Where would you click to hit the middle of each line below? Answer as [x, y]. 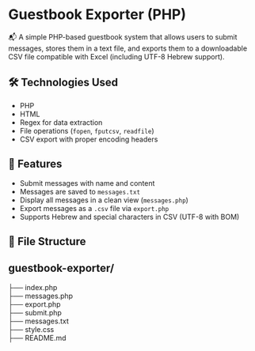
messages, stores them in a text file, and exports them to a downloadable [128, 48]
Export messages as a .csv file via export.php [94, 208]
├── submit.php [35, 312]
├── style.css [31, 329]
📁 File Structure [47, 242]
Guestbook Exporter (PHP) [97, 15]
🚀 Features [35, 164]
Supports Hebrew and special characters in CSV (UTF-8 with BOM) [129, 217]
